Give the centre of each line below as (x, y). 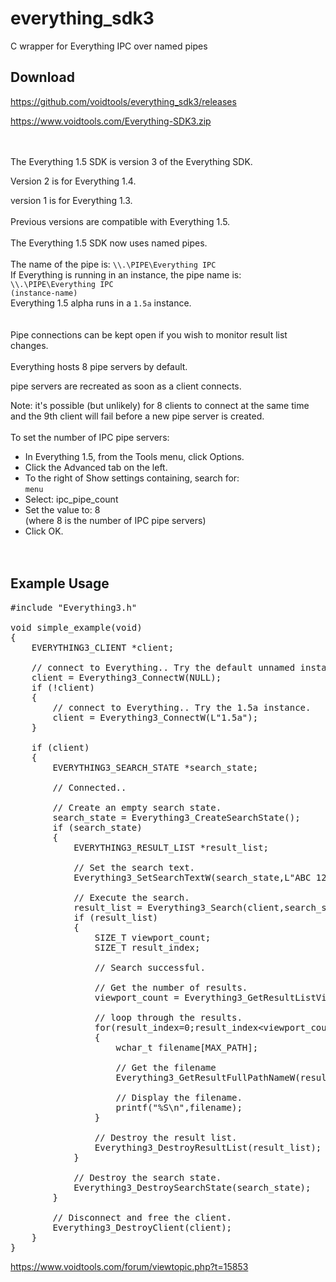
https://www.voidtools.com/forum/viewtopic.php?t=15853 (129, 1266)
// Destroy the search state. (147, 1177)
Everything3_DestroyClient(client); (142, 1227)
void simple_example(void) (76, 627)
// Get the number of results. (171, 987)
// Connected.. (89, 787)
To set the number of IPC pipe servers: (90, 437)
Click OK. (44, 531)
